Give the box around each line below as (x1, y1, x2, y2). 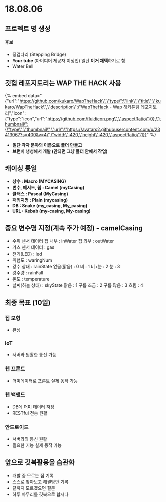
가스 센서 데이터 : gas (12, 244, 55, 250)
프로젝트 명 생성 (5, 24, 51, 33)
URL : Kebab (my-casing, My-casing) (12, 208, 91, 214)
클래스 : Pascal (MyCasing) (12, 191, 69, 197)
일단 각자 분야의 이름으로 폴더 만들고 (12, 142, 82, 148)
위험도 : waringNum (12, 257, 52, 263)
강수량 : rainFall (12, 270, 43, 276)
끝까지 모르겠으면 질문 (12, 485, 56, 491)
